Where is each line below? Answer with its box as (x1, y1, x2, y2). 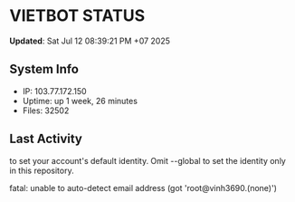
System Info (9, 62, 80, 77)
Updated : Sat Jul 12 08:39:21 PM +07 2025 (9, 35, 170, 46)
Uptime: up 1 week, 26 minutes (22, 95, 138, 106)
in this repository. (9, 165, 74, 176)
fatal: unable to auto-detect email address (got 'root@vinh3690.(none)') (9, 182, 278, 193)
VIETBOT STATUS (9, 5, 146, 26)
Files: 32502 (22, 105, 70, 116)
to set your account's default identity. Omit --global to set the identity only (9, 155, 287, 166)
